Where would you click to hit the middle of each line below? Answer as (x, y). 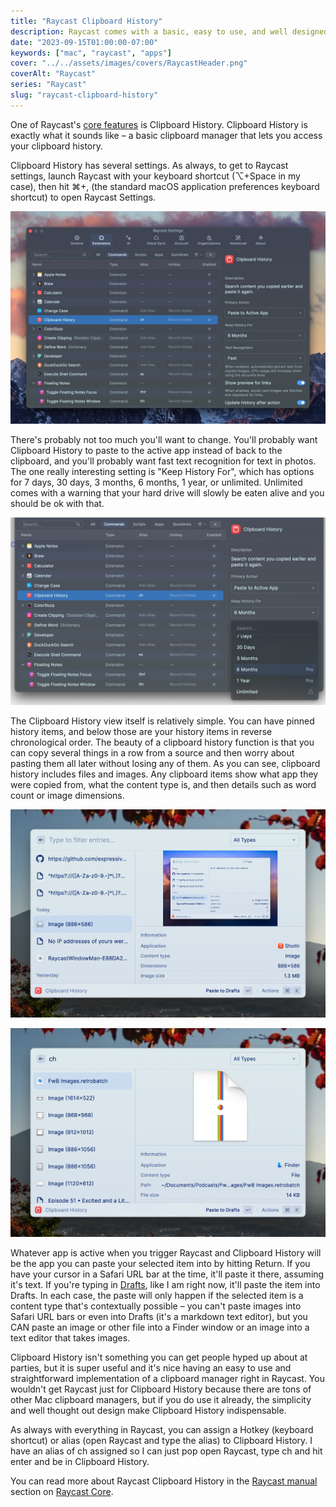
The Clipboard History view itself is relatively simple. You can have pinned (162, 721)
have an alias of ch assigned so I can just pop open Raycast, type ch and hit (166, 1451)
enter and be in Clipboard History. (80, 1461)
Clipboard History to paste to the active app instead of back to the (146, 451)
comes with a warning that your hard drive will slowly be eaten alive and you (167, 493)
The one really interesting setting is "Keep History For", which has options (162, 472)
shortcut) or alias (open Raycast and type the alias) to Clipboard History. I (161, 1440)
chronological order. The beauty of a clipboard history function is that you (162, 742)
